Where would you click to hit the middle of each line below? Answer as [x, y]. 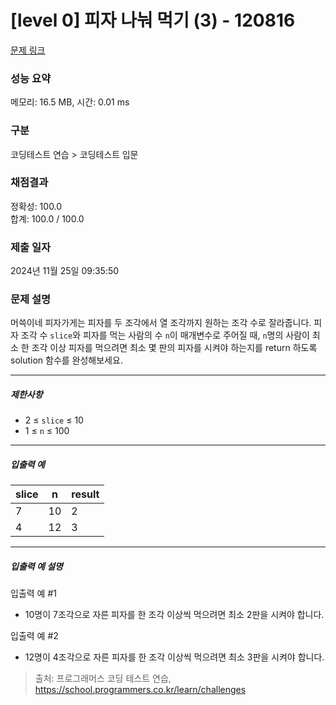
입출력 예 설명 [36, 566]
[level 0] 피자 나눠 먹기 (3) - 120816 [153, 20]
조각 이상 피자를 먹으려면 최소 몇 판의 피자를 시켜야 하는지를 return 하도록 [174, 348]
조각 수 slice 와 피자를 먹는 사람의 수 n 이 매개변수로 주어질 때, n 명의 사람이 [165, 335]
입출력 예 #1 [33, 593]
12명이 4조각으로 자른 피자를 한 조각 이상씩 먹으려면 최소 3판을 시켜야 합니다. [174, 657]
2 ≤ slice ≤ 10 [54, 420]
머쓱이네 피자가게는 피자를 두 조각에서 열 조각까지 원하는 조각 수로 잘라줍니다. [161, 323]
